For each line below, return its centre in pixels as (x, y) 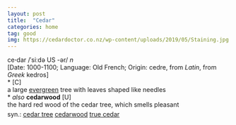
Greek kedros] (28, 75)
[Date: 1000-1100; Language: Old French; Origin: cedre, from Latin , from (112, 67)
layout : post (26, 14)
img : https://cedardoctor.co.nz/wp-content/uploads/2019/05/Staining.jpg (118, 40)
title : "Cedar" (31, 20)
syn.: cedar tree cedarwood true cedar (64, 114)
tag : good (22, 33)
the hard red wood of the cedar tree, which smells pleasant (93, 105)
